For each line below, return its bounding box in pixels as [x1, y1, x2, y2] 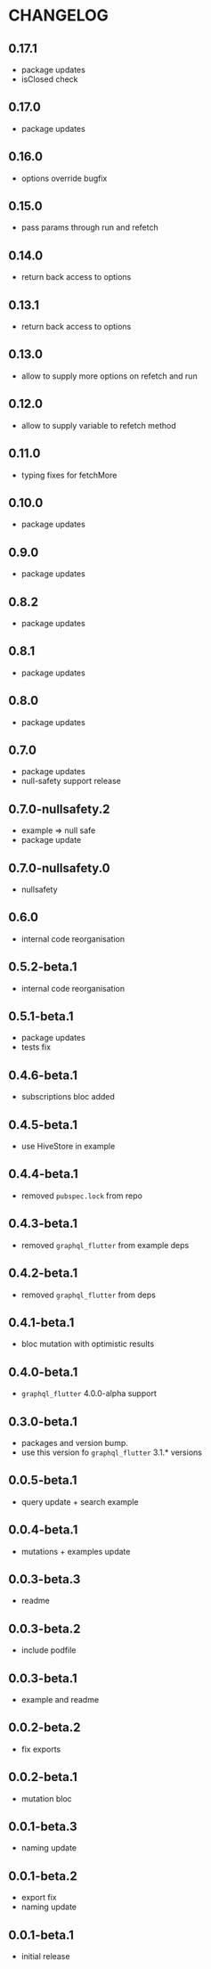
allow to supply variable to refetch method [20, 420, 177, 430]
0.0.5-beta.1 [8, 1473, 77, 1488]
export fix [20, 1892, 57, 1903]
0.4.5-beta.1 [8, 1117, 77, 1132]
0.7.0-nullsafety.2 [8, 801, 110, 816]
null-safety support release [20, 776, 121, 787]
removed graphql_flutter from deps [20, 1289, 157, 1300]
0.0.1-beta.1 [8, 1927, 75, 1942]
